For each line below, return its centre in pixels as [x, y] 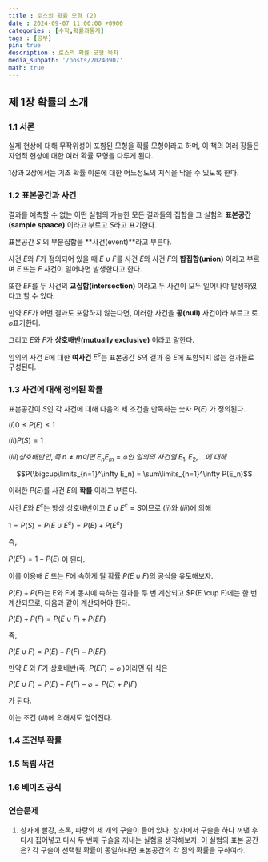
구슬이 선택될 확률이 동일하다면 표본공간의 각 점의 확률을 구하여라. [143, 850]
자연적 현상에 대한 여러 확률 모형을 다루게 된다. [81, 156]
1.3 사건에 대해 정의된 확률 [56, 390]
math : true [26, 68]
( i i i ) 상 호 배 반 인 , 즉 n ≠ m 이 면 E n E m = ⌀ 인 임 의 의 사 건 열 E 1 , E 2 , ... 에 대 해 [118, 457]
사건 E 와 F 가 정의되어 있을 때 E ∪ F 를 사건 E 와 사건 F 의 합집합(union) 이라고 [127, 259]
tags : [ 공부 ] [30, 38]
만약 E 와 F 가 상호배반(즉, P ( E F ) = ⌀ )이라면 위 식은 [88, 668]
